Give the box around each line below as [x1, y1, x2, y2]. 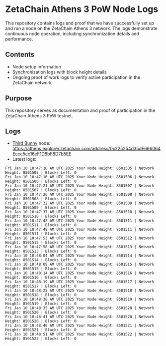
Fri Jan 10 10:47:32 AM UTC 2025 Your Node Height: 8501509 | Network [5, 201, 155, 206]
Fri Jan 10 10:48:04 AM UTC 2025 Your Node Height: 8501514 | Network [5, 253, 155, 258]
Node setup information [12, 63, 61, 69]
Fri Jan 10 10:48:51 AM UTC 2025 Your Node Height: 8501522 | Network [5, 332, 155, 337]
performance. [5, 36, 33, 42]
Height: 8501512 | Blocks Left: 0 [5, 240, 77, 245]
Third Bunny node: [12, 140, 51, 146]
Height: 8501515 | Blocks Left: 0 [5, 266, 77, 272]
